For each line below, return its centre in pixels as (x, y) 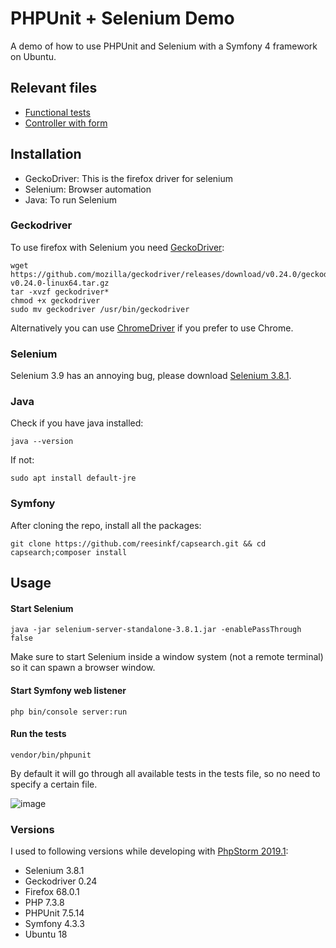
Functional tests (57, 112)
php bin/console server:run (69, 712)
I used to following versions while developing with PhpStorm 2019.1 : (149, 851)
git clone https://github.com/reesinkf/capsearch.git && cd (138, 543)
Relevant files (54, 88)
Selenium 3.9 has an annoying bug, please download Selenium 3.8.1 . (151, 376)
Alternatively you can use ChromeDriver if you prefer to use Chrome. (152, 328)
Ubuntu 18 (46, 934)
